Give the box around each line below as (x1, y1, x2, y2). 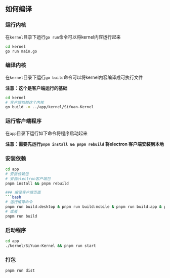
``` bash (5, 195, 22, 200)
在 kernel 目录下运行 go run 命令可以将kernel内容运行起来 (5, 34, 121, 40)
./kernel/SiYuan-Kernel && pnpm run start (5, 243, 96, 248)
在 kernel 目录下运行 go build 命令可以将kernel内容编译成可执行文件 (5, 74, 143, 80)
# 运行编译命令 (5, 200, 33, 205)
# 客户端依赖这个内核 (5, 100, 44, 105)
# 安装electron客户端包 (5, 176, 51, 181)
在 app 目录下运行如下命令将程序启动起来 (5, 130, 88, 136)
